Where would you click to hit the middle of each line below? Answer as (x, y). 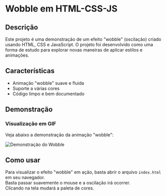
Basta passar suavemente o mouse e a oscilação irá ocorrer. (68, 183)
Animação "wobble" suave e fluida (48, 83)
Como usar (23, 160)
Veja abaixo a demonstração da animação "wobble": (60, 135)
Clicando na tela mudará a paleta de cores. (50, 188)
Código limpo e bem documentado (48, 94)
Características (30, 71)
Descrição (22, 27)
